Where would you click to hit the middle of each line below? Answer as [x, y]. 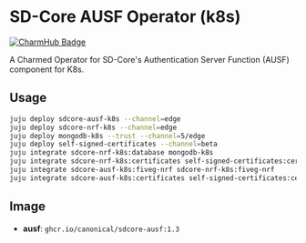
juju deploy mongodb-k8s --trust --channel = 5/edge [107, 136]
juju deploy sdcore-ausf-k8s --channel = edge [95, 119]
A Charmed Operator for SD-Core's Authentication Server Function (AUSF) [149, 59]
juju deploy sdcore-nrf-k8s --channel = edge [93, 127]
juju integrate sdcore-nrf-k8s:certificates [95, 161]
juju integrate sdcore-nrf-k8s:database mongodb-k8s [112, 153]
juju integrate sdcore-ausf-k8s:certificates [97, 178]
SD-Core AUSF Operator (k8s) [125, 17]
